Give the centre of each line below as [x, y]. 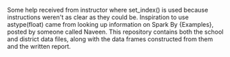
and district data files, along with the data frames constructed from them [110, 39]
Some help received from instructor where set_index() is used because [108, 10]
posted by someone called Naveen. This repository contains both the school [115, 32]
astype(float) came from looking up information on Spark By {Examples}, [111, 24]
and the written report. [39, 46]
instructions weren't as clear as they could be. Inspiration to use [98, 17]
